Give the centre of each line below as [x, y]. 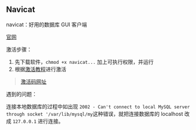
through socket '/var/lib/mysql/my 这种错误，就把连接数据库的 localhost [95, 114]
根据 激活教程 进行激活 [40, 69]
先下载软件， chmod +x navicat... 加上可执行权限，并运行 [84, 61]
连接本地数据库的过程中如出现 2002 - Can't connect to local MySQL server [98, 106]
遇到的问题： [21, 94]
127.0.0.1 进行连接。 [38, 121]
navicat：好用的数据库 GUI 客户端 [47, 24]
